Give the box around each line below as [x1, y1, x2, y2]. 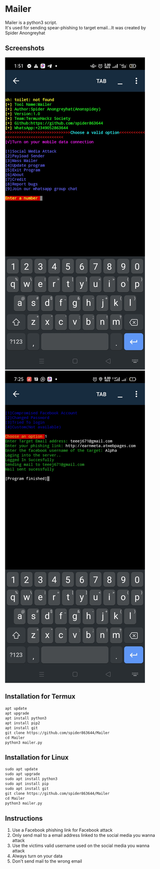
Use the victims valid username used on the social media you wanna [12, 843, 150, 849]
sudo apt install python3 [5, 777, 57, 782]
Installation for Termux [5, 692, 75, 701]
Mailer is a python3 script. [5, 20, 57, 25]
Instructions [5, 814, 43, 823]
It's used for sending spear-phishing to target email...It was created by [5, 24, 146, 30]
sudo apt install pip [5, 782, 49, 787]
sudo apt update [5, 767, 38, 772]
